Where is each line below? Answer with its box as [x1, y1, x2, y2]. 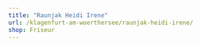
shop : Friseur [8, 26, 56, 34]
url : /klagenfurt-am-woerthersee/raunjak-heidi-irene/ [8, 19, 194, 27]
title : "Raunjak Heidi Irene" [8, 11, 109, 19]
